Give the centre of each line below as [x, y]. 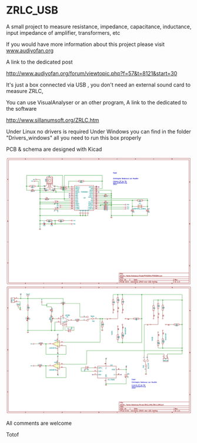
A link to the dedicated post [39, 62]
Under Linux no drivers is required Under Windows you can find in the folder [98, 131]
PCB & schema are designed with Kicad [54, 149]
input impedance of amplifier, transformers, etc [63, 32]
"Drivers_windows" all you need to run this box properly [74, 138]
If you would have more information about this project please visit [85, 44]
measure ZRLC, [25, 91]
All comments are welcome [39, 423]
